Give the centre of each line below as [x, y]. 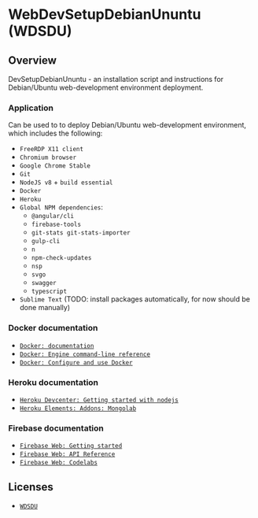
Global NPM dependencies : [61, 207]
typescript [49, 292]
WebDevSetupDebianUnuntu [105, 15]
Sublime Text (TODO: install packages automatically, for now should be [135, 299]
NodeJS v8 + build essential [66, 182]
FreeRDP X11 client [52, 150]
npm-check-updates [61, 258]
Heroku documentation [53, 382]
